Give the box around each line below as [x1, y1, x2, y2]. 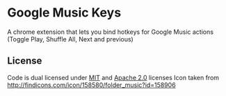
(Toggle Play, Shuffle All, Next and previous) [7, 35, 134, 43]
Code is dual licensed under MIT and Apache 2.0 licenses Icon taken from [7, 73, 220, 81]
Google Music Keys [7, 5, 122, 21]
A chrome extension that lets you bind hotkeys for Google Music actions [7, 28, 214, 36]
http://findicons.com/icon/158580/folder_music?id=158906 [7, 81, 176, 89]
